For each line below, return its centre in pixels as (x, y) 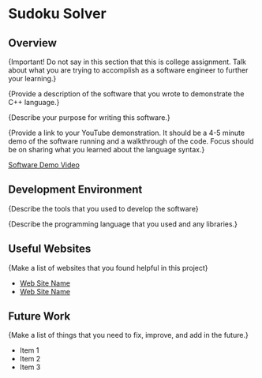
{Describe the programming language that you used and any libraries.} (123, 224)
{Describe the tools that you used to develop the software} (103, 208)
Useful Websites (50, 249)
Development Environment (75, 190)
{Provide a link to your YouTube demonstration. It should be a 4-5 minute (127, 133)
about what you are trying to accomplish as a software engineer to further (128, 70)
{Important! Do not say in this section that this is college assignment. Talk (127, 62)
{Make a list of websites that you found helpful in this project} (108, 268)
